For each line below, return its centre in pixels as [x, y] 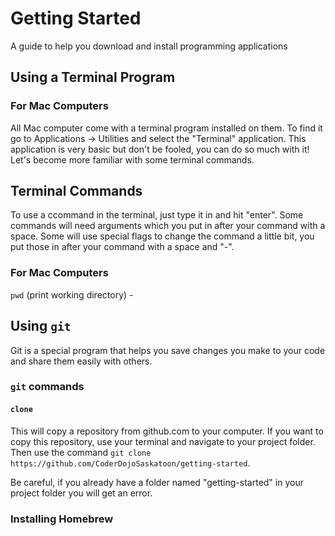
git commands [47, 387]
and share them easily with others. [81, 361]
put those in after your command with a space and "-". [122, 247]
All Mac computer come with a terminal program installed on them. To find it [166, 128]
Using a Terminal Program [93, 77]
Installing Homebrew [62, 519]
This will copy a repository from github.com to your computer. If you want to [167, 431]
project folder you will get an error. [81, 493]
